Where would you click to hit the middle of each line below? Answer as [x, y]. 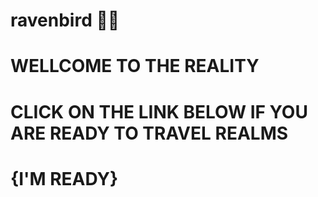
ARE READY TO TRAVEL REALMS [149, 133]
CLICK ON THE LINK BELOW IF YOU [159, 111]
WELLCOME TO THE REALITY [135, 66]
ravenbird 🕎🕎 [65, 20]
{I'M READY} [64, 178]
